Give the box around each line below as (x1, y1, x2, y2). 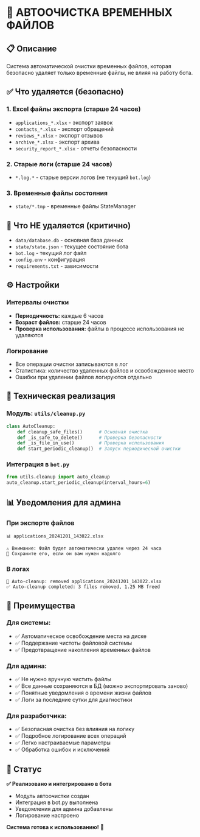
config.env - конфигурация (15, 256, 85, 264)
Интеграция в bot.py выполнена (15, 799, 98, 806)
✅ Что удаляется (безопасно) (6, 86, 124, 97)
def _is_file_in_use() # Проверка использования (17, 440, 165, 446)
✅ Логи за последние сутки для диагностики (15, 696, 133, 704)
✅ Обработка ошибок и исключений (15, 746, 110, 754)
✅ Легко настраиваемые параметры (15, 739, 111, 746)
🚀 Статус (6, 764, 42, 774)
